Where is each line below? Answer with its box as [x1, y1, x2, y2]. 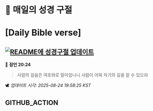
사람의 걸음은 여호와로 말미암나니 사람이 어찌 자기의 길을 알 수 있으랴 [17, 72, 148, 78]
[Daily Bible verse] [5, 27, 81, 38]
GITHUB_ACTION [5, 98, 59, 107]
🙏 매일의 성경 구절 [5, 4, 73, 16]
